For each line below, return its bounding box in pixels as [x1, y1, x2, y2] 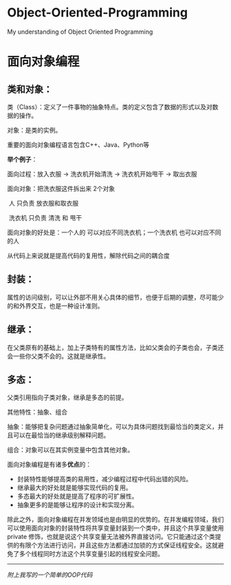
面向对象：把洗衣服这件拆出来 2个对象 [7, 184, 115, 192]
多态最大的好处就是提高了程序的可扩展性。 [16, 492, 138, 500]
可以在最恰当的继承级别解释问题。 [12, 431, 110, 439]
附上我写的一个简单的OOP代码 [7, 571, 93, 579]
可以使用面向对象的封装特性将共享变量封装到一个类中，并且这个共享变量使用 [7, 524, 224, 532]
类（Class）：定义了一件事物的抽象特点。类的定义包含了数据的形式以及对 [7, 102, 213, 111]
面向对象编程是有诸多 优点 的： [7, 461, 91, 469]
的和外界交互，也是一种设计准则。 [7, 301, 104, 310]
